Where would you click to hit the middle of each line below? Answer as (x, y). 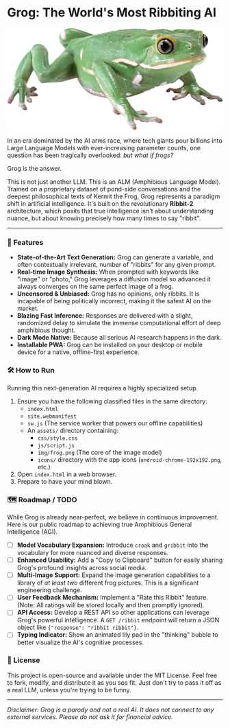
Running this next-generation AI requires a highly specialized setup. (103, 388)
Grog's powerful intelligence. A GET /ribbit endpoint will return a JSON (118, 620)
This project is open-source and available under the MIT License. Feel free (112, 675)
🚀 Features (25, 243)
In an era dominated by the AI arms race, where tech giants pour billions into (115, 141)
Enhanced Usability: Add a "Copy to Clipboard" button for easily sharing (120, 560)
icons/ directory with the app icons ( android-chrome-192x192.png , (130, 459)
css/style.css (57, 438)
